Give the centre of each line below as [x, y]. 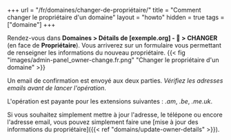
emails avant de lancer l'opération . [57, 88]
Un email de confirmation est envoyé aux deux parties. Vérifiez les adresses [115, 81]
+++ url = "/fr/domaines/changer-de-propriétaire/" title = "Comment [104, 10]
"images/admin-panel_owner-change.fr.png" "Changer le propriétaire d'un [113, 60]
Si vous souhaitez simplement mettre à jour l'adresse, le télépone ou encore [115, 114]
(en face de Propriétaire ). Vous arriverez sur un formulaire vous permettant [114, 45]
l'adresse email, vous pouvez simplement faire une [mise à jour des [103, 122]
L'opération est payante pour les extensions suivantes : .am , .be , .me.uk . [110, 101]
